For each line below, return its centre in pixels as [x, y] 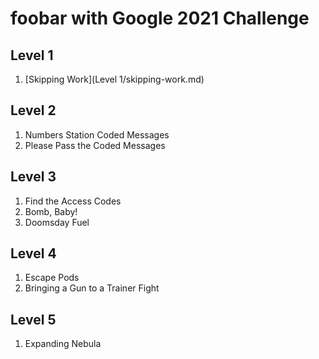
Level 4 [33, 253]
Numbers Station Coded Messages [97, 134]
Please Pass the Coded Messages [95, 145]
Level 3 [33, 177]
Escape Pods [52, 278]
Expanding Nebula [63, 344]
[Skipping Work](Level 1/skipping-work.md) [114, 79]
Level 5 [33, 319]
